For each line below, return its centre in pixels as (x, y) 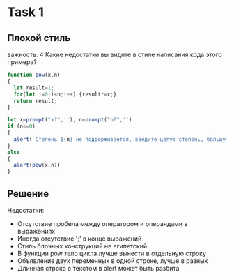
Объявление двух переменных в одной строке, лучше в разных (112, 261)
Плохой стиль (39, 38)
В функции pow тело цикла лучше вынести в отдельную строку (112, 253)
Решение (28, 194)
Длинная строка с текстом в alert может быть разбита (98, 268)
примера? (22, 62)
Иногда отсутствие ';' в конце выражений (79, 239)
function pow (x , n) (34, 75)
